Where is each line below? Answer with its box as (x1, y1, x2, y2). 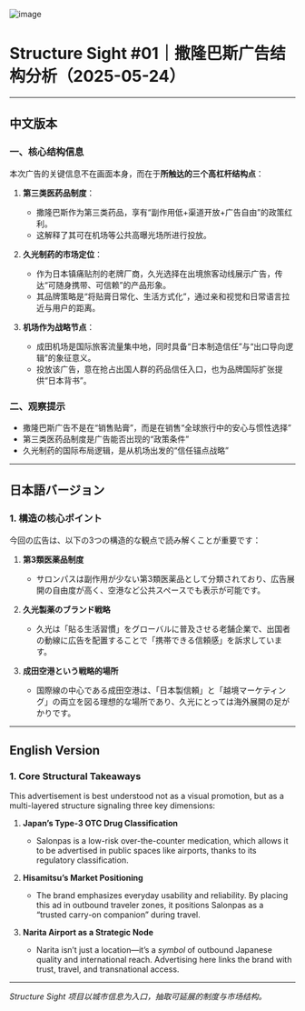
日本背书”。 (47, 375, 92, 385)
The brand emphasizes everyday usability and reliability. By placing (35, 890, 289, 901)
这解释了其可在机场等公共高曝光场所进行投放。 (35, 229, 212, 240)
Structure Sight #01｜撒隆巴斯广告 (9, 44, 271, 64)
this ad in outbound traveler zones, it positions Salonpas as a (35, 900, 264, 911)
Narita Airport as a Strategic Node (22, 927, 154, 938)
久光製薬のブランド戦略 (22, 604, 111, 615)
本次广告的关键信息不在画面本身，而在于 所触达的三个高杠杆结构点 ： (9, 168, 264, 179)
